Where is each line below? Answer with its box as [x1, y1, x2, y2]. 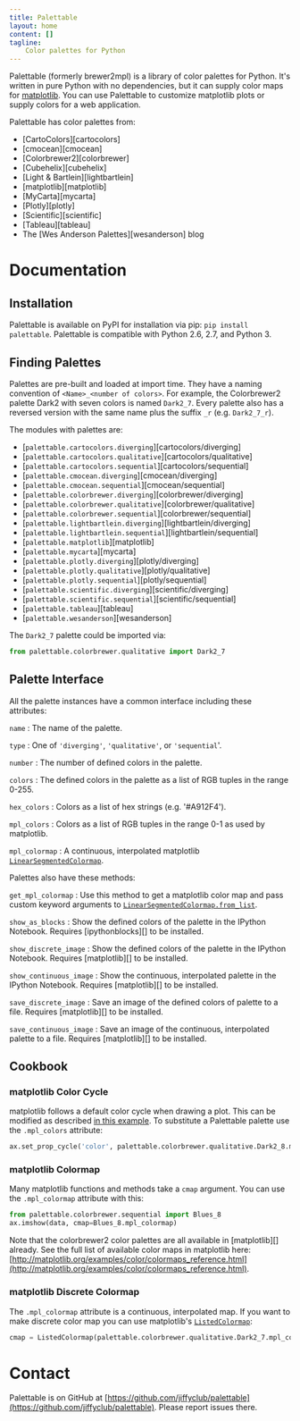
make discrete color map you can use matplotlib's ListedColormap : [9, 1316, 253, 1326]
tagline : [9, 38, 42, 47]
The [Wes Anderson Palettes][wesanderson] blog [21, 229, 204, 240]
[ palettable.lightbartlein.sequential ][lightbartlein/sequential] [21, 526, 259, 537]
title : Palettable [9, 13, 78, 22]
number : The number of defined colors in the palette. [9, 757, 203, 768]
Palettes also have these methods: [9, 872, 136, 883]
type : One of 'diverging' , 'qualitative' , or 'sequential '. [9, 739, 222, 751]
